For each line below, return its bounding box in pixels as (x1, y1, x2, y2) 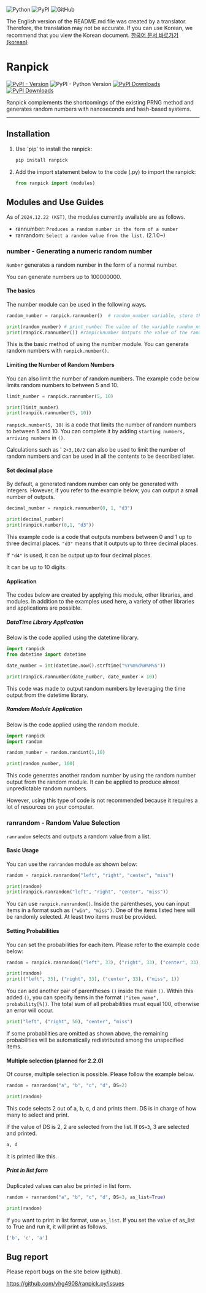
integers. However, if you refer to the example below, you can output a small (6, 487, 199, 494)
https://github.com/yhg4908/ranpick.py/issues (6, 1280, 124, 1287)
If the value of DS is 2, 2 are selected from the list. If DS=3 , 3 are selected (6, 1123, 189, 1131)
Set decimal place (6, 466, 53, 474)
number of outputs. (6, 493, 55, 501)
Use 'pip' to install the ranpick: (15, 145, 93, 152)
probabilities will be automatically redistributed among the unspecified (6, 1036, 184, 1044)
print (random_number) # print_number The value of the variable (6, 323, 174, 330)
